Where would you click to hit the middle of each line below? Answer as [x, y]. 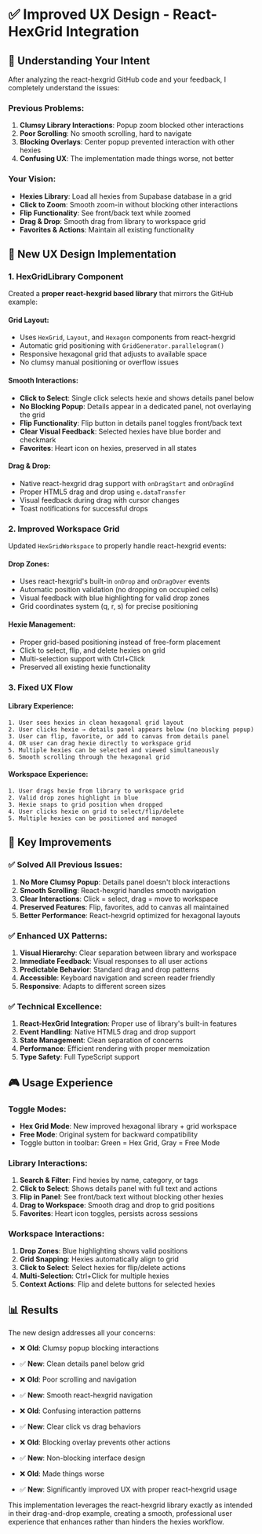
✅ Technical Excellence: [55, 1006]
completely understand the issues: [64, 88]
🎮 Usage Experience [61, 1083]
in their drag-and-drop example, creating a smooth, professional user [120, 1514]
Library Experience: [41, 706]
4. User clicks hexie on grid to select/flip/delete [96, 811]
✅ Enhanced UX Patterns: [58, 935]
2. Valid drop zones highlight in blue [73, 798]
